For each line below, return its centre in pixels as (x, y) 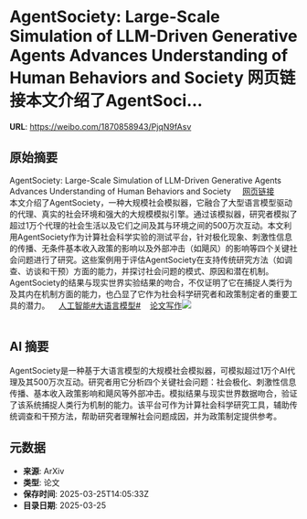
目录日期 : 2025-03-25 (64, 505)
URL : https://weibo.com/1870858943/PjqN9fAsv (101, 126)
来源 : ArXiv (43, 471)
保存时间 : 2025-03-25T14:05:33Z (85, 494)
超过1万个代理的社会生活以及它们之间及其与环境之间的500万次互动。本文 (147, 225)
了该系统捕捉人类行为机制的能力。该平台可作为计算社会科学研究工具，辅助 (149, 405)
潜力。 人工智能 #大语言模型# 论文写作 (104, 305)
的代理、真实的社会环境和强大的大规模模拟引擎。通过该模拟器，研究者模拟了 (153, 214)
